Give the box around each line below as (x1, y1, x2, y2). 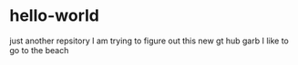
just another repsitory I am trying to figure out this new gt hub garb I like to (9, 35, 289, 46)
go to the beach (9, 44, 69, 55)
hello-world (9, 5, 100, 26)
